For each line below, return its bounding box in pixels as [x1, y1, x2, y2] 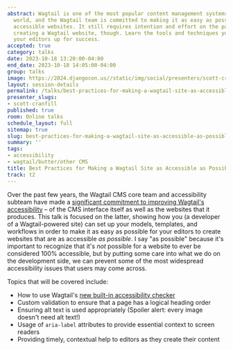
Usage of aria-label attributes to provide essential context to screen [17, 320, 215, 329]
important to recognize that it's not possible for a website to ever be [7, 242, 201, 250]
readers [17, 327, 40, 336]
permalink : [7, 87, 39, 94]
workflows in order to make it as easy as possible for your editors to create [7, 227, 221, 236]
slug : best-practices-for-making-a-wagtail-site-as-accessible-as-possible [7, 132, 231, 139]
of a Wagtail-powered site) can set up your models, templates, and [7, 220, 198, 228]
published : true [7, 107, 54, 114]
